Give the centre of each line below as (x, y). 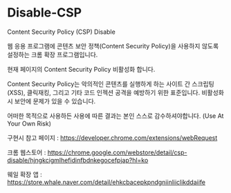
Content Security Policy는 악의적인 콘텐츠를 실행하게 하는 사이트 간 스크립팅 (111, 83)
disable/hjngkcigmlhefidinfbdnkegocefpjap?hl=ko (78, 160)
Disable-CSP (44, 13)
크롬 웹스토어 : (27, 152)
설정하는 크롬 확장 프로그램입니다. (53, 54)
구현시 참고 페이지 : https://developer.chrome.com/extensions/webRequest (112, 138)
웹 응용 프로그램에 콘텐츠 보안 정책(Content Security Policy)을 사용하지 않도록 (113, 45)
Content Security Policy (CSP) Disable (61, 32)
